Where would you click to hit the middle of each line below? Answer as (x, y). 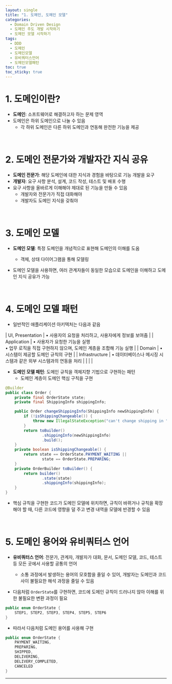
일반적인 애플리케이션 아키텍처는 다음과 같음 (57, 324)
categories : (18, 19)
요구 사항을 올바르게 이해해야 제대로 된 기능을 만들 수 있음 (70, 187)
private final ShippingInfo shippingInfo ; (60, 402)
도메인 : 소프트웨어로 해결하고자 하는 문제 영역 (58, 114)
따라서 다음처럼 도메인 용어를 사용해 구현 (53, 628)
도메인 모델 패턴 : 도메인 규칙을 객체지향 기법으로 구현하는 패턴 (74, 372)
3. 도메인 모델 (33, 233)
